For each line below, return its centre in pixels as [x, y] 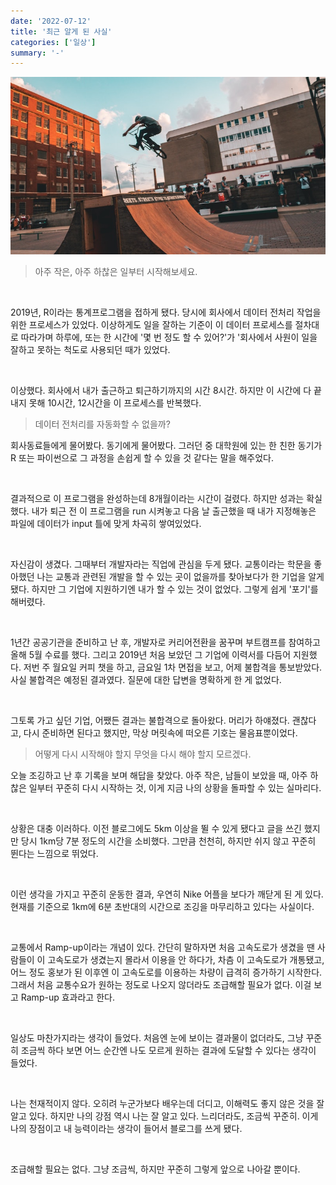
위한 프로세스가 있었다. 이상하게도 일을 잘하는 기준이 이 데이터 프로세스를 [151, 324]
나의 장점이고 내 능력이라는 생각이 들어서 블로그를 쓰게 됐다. [126, 1128]
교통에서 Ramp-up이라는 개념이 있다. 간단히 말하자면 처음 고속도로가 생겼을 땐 [162, 947]
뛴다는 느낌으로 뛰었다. [54, 853]
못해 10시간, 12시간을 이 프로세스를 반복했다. [115, 402]
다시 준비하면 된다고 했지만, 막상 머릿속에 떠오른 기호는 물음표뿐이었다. [160, 732]
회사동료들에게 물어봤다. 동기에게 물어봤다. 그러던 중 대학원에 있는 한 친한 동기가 [166, 445]
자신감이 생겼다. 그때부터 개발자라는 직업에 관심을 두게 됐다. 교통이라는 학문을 [161, 564]
